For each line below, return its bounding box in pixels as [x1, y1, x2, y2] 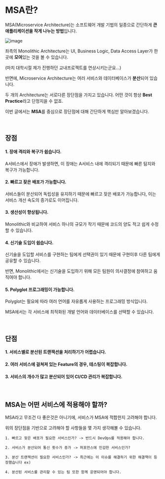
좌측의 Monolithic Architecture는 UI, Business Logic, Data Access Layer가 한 [5, 48, 159, 54]
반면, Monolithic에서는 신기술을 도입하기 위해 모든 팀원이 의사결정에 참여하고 [5, 268, 153, 274]
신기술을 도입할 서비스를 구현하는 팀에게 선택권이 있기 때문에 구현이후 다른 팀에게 [5, 251, 161, 257]
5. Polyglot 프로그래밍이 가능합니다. [5, 286, 75, 292]
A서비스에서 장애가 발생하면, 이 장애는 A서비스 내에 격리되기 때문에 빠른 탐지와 [5, 160, 156, 166]
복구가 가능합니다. [5, 166, 40, 173]
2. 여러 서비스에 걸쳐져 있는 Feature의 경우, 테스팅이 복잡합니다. [5, 361, 128, 367]
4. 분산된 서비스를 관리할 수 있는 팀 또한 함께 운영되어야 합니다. [5, 470, 122, 475]
